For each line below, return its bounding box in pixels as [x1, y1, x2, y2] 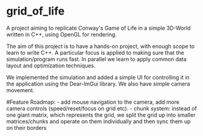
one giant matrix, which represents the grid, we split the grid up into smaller [6, 111, 196, 118]
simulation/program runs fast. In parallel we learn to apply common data [6, 55, 187, 63]
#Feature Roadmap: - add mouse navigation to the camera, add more [6, 98, 180, 106]
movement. [6, 86, 35, 93]
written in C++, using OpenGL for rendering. [6, 30, 117, 38]
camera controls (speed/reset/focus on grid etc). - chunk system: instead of [6, 104, 198, 112]
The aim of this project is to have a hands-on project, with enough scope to [6, 42, 195, 50]
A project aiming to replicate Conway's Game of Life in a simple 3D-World [6, 24, 191, 32]
